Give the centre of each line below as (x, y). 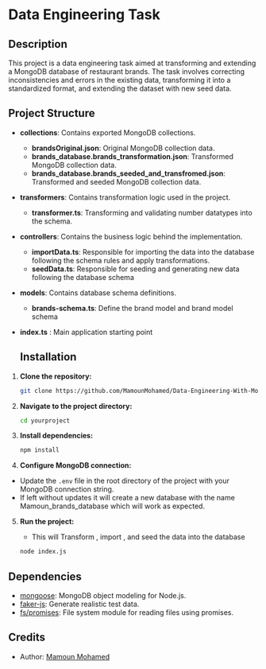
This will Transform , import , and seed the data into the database (138, 537)
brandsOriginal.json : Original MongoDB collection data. (123, 148)
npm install (39, 450)
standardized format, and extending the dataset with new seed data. (120, 88)
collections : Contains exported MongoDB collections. (108, 132)
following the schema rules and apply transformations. (121, 260)
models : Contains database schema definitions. (98, 293)
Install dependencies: (56, 436)
